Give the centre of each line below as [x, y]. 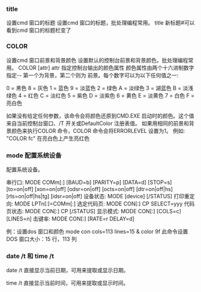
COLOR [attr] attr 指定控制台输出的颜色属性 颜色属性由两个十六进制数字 [106, 67]
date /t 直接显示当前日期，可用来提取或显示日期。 [67, 270]
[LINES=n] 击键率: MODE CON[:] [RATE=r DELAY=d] [70, 219]
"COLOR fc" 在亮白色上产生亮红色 [48, 138]
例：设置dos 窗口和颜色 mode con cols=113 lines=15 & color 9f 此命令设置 [97, 231]
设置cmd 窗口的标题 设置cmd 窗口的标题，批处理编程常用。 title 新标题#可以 [100, 23]
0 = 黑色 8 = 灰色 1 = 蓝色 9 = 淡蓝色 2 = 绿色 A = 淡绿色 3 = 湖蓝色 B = [94, 88]
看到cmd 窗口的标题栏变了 [39, 30]
